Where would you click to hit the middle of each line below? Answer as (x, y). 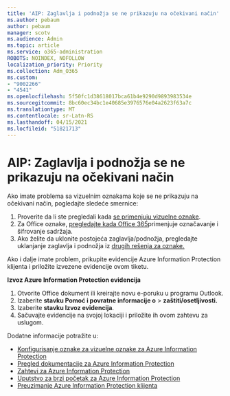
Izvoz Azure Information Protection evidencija (74, 280)
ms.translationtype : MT (41, 109)
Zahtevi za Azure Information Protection (73, 371)
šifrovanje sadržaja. (45, 232)
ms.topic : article (33, 45)
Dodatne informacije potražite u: (53, 336)
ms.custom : (23, 77)
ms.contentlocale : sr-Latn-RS (50, 115)
